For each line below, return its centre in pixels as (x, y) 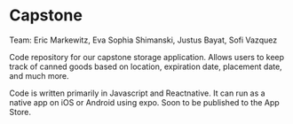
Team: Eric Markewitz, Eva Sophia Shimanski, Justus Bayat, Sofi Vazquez (143, 40)
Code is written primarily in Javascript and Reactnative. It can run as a (137, 93)
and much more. (39, 75)
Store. (20, 112)
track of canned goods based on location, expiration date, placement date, (146, 66)
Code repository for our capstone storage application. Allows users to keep (147, 57)
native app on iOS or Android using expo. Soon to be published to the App (144, 102)
